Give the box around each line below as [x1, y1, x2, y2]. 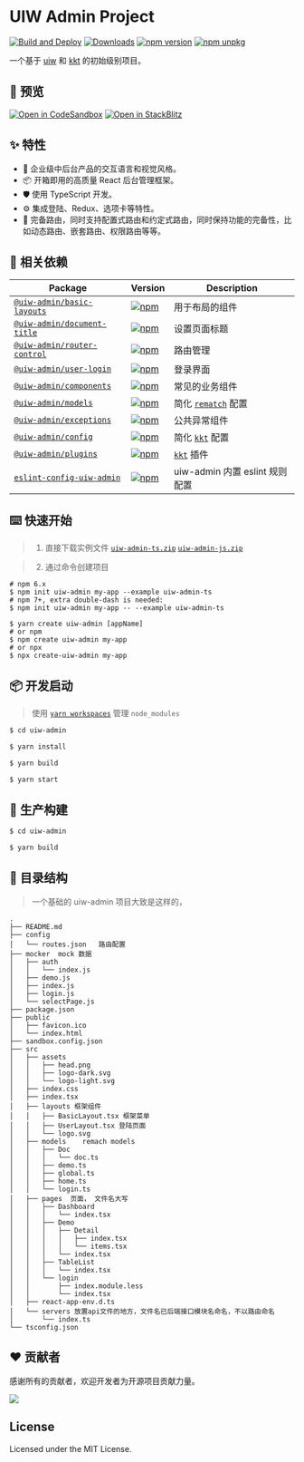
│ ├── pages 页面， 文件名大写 [9, 1194, 128, 1203]
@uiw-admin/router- [14, 340, 98, 351]
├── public [9, 1012, 51, 1021]
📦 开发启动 [9, 678, 74, 693]
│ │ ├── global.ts [9, 1168, 95, 1177]
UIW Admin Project [9, 6, 156, 27]
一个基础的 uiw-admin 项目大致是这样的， [31, 896, 187, 907]
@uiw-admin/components [14, 381, 111, 392]
